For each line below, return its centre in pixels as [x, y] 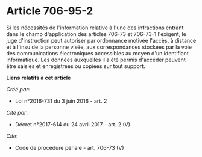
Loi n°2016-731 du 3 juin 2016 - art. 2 [61, 101]
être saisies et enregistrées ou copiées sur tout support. [76, 66]
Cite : [12, 136]
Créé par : [18, 89]
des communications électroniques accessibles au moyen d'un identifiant [97, 53]
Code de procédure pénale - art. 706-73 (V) [70, 147]
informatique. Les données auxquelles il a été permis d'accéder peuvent [96, 60]
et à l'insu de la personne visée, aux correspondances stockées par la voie [99, 47]
